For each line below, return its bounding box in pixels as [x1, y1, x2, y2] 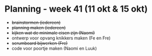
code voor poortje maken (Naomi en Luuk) [11, 45, 97, 51]
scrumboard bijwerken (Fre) [11, 40, 68, 46]
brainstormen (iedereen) [11, 19, 61, 25]
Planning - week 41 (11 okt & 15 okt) [4, 3, 148, 15]
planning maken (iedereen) [11, 24, 66, 30]
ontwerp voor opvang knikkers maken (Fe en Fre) [11, 35, 111, 41]
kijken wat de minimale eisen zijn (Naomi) [11, 30, 95, 36]
